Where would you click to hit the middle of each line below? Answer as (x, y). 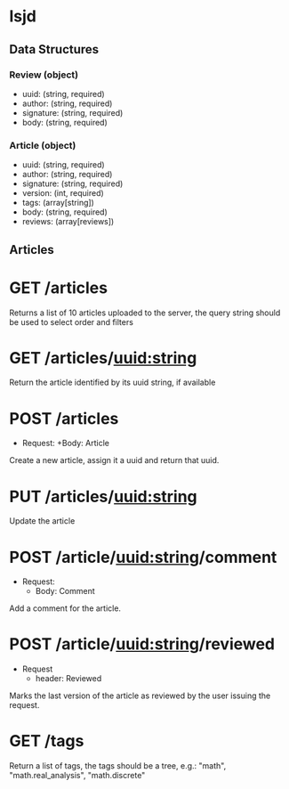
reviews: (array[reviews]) (68, 222)
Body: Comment (65, 591)
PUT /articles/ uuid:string (103, 496)
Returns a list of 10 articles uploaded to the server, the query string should (145, 313)
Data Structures (54, 49)
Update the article (42, 521)
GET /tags (47, 741)
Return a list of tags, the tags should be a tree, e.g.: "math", (118, 766)
